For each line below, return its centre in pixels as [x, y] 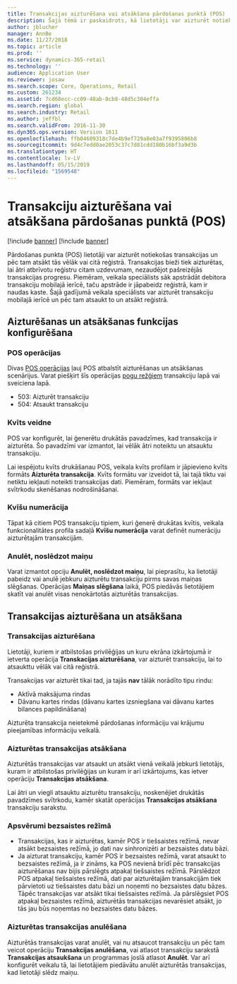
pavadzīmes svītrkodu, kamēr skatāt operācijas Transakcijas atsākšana [112, 800]
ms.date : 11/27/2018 [38, 40]
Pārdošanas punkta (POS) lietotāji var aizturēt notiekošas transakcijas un [113, 254]
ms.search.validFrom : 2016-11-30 [56, 125]
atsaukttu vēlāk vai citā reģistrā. [54, 666]
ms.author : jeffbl [34, 119]
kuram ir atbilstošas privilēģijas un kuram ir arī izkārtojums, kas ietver [108, 772]
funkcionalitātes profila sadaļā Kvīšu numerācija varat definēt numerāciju [114, 530]
